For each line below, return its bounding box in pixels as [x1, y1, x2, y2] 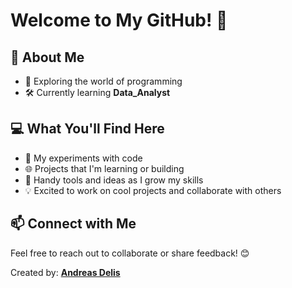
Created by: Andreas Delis [10, 266, 121, 278]
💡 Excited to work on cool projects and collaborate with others [24, 184, 282, 196]
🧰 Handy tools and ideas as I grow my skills [24, 174, 204, 186]
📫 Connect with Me [10, 215, 137, 233]
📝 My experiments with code [24, 152, 143, 164]
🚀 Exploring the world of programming [24, 75, 183, 87]
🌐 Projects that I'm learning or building [24, 162, 185, 174]
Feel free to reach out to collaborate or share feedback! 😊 [10, 247, 250, 259]
